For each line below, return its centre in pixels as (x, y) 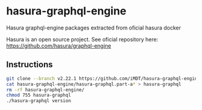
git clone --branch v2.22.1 (41, 78)
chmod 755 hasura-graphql (38, 95)
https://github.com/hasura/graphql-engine (59, 46)
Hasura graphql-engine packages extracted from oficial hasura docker (94, 28)
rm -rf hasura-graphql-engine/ (45, 90)
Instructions (29, 65)
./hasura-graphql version (38, 101)
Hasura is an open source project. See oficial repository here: (82, 39)
